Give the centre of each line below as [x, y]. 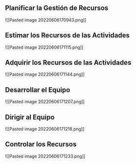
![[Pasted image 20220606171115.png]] [44, 47]
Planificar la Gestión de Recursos [57, 8]
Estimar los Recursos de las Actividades [67, 36]
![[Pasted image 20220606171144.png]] [45, 74]
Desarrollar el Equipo [38, 90]
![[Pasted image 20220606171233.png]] [45, 156]
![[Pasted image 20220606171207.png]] [45, 102]
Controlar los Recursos [41, 144]
